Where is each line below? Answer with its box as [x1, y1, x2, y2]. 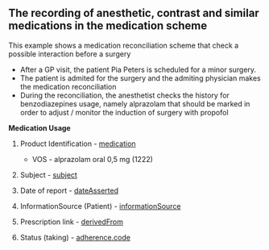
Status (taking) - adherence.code [19, 232, 131, 242]
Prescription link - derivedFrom [19, 217, 123, 227]
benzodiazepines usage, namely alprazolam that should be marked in [19, 98, 250, 108]
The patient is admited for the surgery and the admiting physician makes [19, 73, 261, 83]
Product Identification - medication [19, 139, 136, 148]
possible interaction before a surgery [8, 48, 131, 59]
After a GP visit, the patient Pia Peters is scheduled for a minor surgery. [19, 65, 256, 74]
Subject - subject [19, 169, 78, 180]
